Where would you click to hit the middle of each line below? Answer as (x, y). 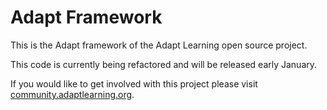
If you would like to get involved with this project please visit (134, 83)
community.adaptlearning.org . (72, 94)
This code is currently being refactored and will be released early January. (164, 64)
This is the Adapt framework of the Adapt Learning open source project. (159, 45)
